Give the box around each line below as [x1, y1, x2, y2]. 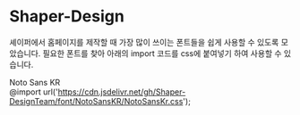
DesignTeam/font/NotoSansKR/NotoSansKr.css [9, 95, 184, 106]
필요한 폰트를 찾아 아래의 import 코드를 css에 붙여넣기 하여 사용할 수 [42, 47, 282, 59]
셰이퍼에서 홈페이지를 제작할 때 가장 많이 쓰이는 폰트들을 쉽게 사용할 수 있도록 [9, 37, 279, 47]
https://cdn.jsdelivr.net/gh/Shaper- [57, 86, 186, 97]
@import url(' [9, 86, 58, 97]
